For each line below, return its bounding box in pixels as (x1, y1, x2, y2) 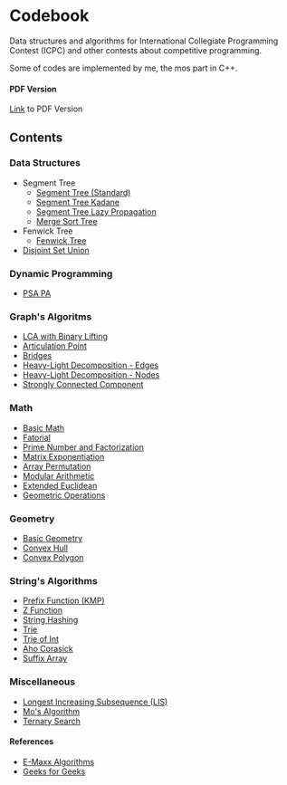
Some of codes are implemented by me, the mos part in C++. (9, 62, 238, 73)
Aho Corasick (22, 644, 74, 655)
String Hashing (22, 615, 79, 626)
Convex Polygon (22, 552, 84, 563)
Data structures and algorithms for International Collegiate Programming (9, 35, 279, 46)
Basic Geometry (22, 533, 83, 544)
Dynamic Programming (9, 267, 113, 280)
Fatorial (22, 432, 52, 443)
